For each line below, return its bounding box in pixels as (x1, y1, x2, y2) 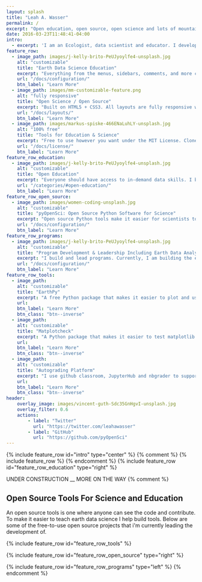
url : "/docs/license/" (17, 143, 74, 149)
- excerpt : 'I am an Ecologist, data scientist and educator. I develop (11, 43, 198, 49)
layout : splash (6, 8, 44, 15)
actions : (17, 412, 39, 418)
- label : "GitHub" (28, 429, 74, 435)
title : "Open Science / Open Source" (17, 98, 112, 104)
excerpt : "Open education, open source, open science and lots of (6, 25, 176, 32)
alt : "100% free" (17, 127, 61, 133)
